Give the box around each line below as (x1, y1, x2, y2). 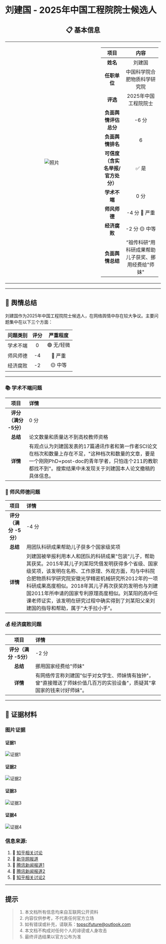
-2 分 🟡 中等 (125, 225, 156, 232)
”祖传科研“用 (126, 239, 156, 246)
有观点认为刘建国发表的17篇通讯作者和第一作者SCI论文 (29, 443, 158, 450)
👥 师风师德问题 (5, 489, 41, 496)
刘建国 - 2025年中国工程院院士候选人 (5, 4, 157, 16)
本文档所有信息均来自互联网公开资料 (24, 909, 99, 915)
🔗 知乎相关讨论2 (12, 874, 45, 880)
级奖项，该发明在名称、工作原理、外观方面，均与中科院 (26, 568, 155, 575)
